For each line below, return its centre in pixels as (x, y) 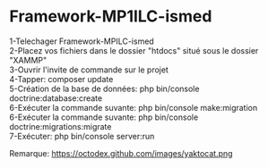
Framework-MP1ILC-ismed (111, 17)
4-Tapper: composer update (61, 79)
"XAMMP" (28, 60)
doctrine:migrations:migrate (61, 126)
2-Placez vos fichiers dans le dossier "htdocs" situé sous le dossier (134, 50)
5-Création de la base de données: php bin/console (104, 88)
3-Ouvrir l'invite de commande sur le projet (89, 70)
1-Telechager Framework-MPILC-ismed (82, 41)
